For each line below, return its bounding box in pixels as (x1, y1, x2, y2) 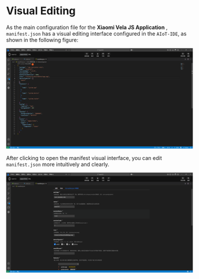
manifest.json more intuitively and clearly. (6, 161, 110, 168)
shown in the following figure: (6, 36, 79, 43)
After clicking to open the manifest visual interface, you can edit (6, 154, 162, 161)
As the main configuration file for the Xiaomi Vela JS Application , (6, 24, 168, 31)
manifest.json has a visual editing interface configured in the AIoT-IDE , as (6, 30, 187, 37)
